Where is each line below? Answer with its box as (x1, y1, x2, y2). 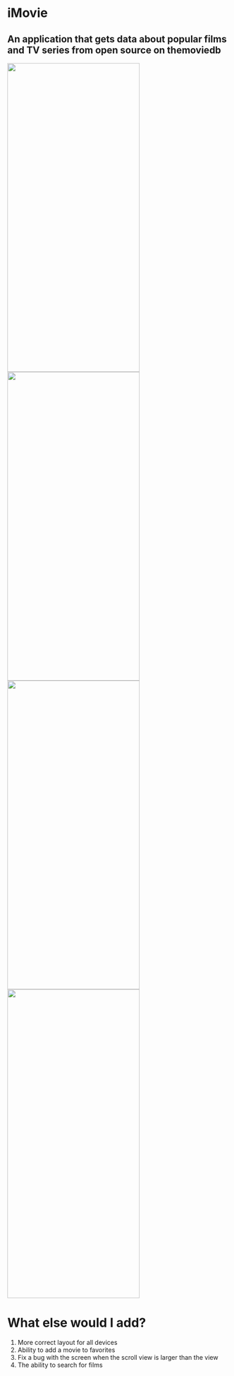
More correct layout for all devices (17, 1338, 118, 1346)
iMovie (7, 5, 48, 21)
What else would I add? (7, 1315, 147, 1331)
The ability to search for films (17, 1360, 104, 1369)
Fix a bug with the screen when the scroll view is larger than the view (17, 1353, 218, 1361)
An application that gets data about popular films (7, 33, 227, 45)
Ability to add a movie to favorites (17, 1346, 116, 1354)
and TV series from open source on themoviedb (7, 44, 221, 56)
